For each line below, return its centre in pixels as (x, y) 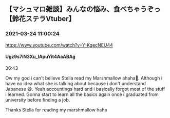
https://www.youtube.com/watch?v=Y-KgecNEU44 (59, 45)
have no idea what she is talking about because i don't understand (76, 83)
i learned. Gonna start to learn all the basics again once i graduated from (82, 94)
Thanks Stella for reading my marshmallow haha (56, 110)
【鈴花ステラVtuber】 (40, 19)
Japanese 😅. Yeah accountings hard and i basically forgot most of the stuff (85, 89)
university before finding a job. (38, 100)
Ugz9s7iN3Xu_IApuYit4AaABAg (40, 57)
